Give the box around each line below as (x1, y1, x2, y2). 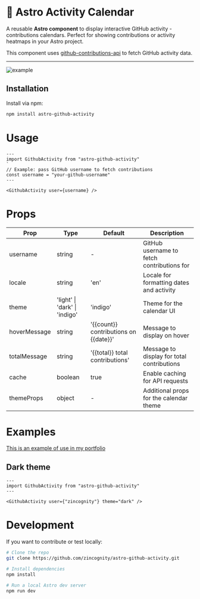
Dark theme (6, 462, 51, 472)
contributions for (142, 261, 190, 269)
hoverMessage (9, 327, 51, 336)
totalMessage (9, 352, 48, 360)
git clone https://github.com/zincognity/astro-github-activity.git (6, 555, 180, 561)
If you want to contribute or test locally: (6, 538, 103, 545)
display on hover (142, 331, 189, 339)
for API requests (142, 377, 189, 385)
